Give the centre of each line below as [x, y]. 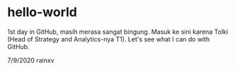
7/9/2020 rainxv [31, 60]
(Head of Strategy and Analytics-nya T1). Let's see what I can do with [109, 39]
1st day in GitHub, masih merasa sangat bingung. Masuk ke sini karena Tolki [118, 32]
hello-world [42, 12]
